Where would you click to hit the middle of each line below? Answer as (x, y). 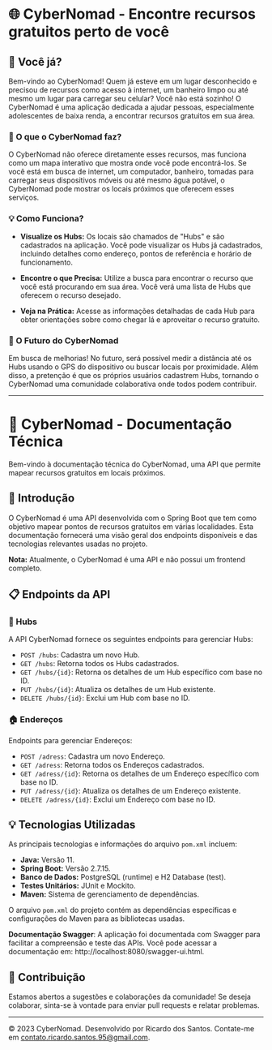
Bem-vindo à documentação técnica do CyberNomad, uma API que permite (135, 464)
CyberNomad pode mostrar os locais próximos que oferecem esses (121, 189)
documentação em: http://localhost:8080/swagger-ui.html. (106, 952)
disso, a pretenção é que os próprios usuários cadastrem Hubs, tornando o (134, 375)
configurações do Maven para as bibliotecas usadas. (97, 919)
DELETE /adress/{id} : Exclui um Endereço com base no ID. (118, 799)
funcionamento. (47, 262)
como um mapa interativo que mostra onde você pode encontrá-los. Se (127, 163)
